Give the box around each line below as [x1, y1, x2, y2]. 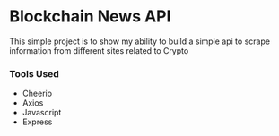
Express [22, 116, 53, 127]
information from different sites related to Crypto [9, 45, 189, 55]
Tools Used [9, 67, 60, 80]
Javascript [22, 107, 62, 118]
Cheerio [22, 88, 52, 99]
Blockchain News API [9, 6, 171, 27]
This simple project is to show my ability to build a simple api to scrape [9, 36, 271, 47]
